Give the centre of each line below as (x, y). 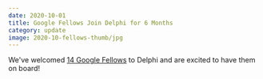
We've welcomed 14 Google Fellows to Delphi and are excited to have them (132, 60)
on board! (24, 69)
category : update (37, 30)
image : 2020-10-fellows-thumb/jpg (66, 38)
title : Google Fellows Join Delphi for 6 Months (91, 23)
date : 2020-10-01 (37, 15)
